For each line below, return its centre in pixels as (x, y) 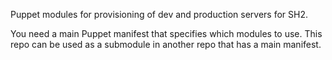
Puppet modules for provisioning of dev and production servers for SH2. (159, 14)
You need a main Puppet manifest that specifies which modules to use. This (166, 33)
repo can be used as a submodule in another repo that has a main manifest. (166, 44)
